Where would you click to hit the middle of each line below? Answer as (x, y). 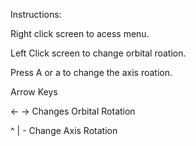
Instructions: (36, 14)
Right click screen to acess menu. (80, 33)
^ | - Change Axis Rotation (64, 130)
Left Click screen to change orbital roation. (98, 53)
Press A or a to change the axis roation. (91, 72)
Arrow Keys (34, 92)
